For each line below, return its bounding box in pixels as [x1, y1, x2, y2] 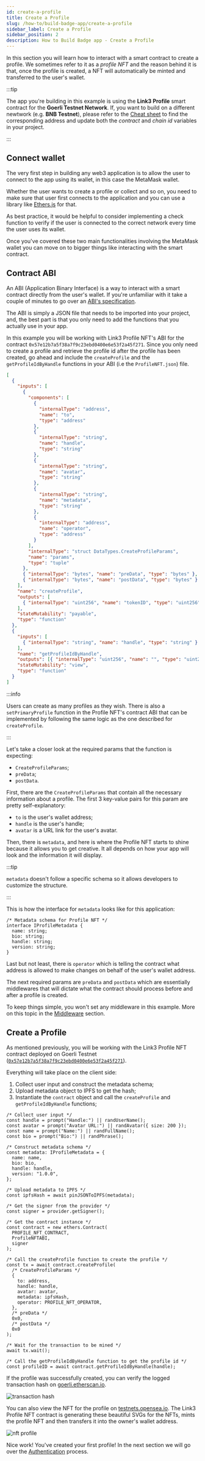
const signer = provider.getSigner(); [6, 1208, 105, 1214]
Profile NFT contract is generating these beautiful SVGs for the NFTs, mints [6, 1411, 195, 1418]
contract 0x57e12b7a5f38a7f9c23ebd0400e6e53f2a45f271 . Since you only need [6, 340, 198, 348]
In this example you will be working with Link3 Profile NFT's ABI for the [6, 334, 184, 342]
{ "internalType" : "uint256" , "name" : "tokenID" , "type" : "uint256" [22, 599, 201, 606]
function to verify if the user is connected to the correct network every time [6, 219, 196, 226]
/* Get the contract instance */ [6, 1219, 92, 1225]
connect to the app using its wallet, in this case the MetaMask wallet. [6, 176, 180, 183]
